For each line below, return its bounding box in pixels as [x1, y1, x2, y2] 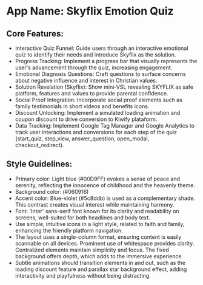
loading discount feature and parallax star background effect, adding [15, 266, 187, 273]
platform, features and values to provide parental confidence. [15, 90, 168, 97]
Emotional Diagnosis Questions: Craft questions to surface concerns [15, 70, 186, 77]
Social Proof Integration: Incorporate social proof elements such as [15, 96, 183, 103]
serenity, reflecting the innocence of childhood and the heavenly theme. [15, 181, 196, 189]
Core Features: [6, 29, 64, 39]
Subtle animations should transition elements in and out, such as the [15, 259, 186, 266]
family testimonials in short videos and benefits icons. [15, 103, 150, 110]
